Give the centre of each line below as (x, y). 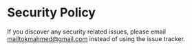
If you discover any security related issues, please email (87, 32)
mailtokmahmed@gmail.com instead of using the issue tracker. (96, 38)
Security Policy (52, 13)
